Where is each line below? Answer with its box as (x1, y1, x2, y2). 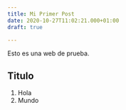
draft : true (7, 23, 43, 31)
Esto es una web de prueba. (7, 49, 90, 57)
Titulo (7, 70, 34, 82)
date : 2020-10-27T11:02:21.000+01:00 (7, 17, 120, 24)
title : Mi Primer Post (7, 10, 75, 18)
